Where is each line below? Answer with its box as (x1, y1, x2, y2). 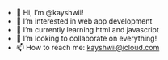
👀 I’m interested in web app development (15, 16, 153, 26)
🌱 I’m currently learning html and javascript (15, 25, 159, 34)
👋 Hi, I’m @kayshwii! (15, 8, 84, 17)
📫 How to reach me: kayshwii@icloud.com (15, 43, 160, 52)
